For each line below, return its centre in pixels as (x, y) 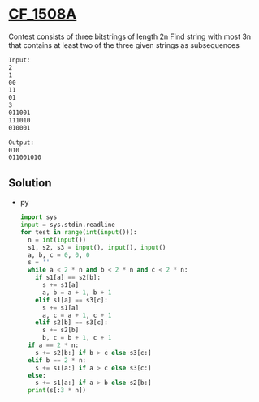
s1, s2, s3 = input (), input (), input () (97, 247)
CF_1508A (43, 14)
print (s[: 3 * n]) (57, 391)
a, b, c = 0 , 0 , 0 (59, 255)
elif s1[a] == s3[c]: (71, 300)
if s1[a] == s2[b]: (68, 278)
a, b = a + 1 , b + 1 (77, 293)
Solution (30, 183)
